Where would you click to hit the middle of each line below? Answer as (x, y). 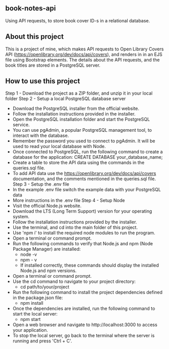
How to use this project (43, 81)
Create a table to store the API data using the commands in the (78, 163)
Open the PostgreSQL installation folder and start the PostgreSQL (81, 120)
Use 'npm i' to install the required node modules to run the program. (84, 233)
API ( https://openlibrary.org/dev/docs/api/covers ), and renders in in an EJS (84, 54)
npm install (32, 303)
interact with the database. (41, 136)
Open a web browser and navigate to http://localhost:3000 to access (85, 325)
